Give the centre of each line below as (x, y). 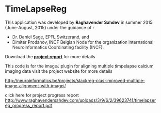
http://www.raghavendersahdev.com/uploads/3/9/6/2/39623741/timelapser (80, 100)
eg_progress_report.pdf (29, 105)
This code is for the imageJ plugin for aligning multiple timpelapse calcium (79, 66)
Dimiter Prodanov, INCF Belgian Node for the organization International (83, 42)
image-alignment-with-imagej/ (36, 85)
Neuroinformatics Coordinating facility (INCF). (58, 47)
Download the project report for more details (50, 56)
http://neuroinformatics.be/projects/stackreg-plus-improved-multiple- (75, 81)
